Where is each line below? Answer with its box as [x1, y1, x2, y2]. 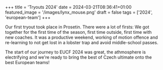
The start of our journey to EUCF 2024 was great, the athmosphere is [5, 49, 146, 55]
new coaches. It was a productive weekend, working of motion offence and [5, 34, 158, 40]
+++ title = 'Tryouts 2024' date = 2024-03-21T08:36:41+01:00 [5, 4, 132, 10]
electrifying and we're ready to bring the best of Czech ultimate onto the [5, 54, 152, 60]
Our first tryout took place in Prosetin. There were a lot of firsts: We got [5, 24, 149, 30]
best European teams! [5, 60, 50, 65]
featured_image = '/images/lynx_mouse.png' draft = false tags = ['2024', [5, 9, 153, 15]
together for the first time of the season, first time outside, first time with [5, 29, 152, 35]
